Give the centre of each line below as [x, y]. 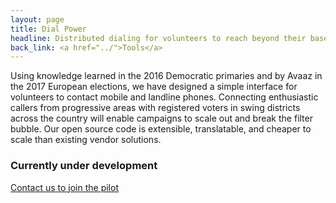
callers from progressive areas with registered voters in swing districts [155, 108]
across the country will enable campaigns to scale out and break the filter [161, 118]
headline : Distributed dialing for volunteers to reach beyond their [158, 38]
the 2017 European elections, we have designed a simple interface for [154, 87]
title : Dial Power [48, 29]
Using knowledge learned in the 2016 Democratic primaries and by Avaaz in [166, 76]
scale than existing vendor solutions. [86, 140]
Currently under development [84, 166]
